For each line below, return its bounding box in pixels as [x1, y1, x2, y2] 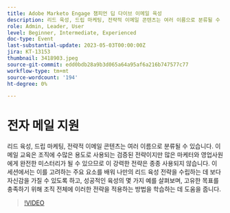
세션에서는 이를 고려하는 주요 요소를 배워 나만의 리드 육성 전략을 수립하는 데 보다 [7, 168, 222, 176]
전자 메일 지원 [7, 118, 80, 134]
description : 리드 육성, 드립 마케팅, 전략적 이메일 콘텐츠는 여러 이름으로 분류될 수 [7, 16, 221, 23]
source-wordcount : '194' [7, 74, 78, 81]
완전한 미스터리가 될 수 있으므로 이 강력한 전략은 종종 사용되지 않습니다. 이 [19, 159, 218, 168]
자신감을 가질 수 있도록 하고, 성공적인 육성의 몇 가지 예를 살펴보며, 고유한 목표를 [7, 177, 220, 185]
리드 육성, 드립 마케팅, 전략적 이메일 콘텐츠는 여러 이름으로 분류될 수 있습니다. [7, 142, 214, 150]
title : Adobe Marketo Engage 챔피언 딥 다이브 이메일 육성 [7, 10, 163, 17]
